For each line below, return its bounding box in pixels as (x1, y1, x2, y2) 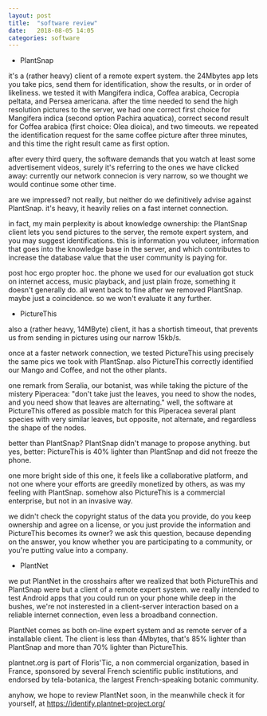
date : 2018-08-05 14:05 (8, 26, 94, 34)
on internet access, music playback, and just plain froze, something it (8, 276, 237, 287)
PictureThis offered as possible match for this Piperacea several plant (8, 406, 237, 416)
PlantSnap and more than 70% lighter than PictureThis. (8, 643, 189, 652)
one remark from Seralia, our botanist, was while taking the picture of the (8, 381, 249, 390)
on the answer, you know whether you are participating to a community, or (8, 537, 253, 546)
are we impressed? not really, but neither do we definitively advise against (8, 195, 252, 205)
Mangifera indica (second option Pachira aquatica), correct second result (8, 113, 249, 123)
